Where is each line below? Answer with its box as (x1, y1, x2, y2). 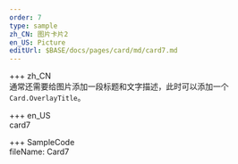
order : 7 (9, 12, 42, 22)
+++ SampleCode (9, 137, 75, 148)
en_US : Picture (9, 37, 66, 47)
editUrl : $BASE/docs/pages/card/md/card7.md (9, 46, 178, 55)
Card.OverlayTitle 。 (9, 93, 86, 103)
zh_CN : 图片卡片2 (9, 29, 69, 38)
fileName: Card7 (9, 146, 70, 157)
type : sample (9, 21, 58, 30)
